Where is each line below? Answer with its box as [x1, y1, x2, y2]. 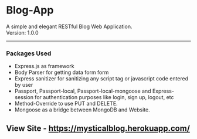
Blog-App [6, 4, 54, 17]
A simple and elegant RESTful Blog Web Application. [6, 23, 133, 30]
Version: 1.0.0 [6, 29, 39, 36]
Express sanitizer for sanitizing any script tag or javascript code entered [14, 75, 189, 82]
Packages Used [6, 49, 52, 57]
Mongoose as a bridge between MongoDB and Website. [14, 106, 151, 113]
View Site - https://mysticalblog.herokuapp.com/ [6, 123, 191, 133]
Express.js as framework [14, 63, 74, 70]
